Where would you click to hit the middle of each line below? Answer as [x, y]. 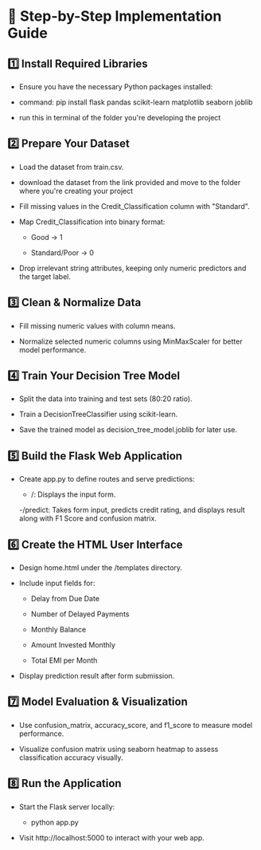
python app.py [55, 822]
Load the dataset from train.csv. [71, 167]
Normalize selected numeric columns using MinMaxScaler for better [131, 341]
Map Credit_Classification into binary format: [92, 222]
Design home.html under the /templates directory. [101, 568]
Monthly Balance [58, 630]
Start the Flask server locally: [67, 807]
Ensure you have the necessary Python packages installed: [116, 87]
